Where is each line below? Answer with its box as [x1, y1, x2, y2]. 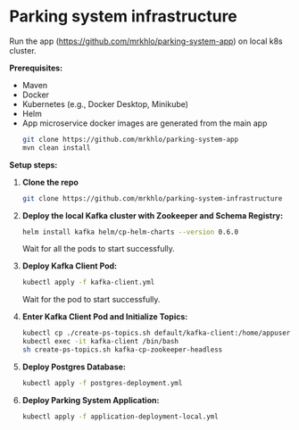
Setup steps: [9, 159, 58, 170]
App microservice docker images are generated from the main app [21, 118, 268, 128]
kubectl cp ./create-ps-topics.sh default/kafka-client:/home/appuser [21, 328, 291, 338]
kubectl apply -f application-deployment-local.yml [21, 412, 219, 421]
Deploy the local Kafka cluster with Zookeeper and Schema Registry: [21, 210, 284, 220]
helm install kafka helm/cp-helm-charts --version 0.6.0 [21, 227, 239, 236]
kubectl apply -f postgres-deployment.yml [21, 378, 183, 387]
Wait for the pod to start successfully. [21, 294, 161, 305]
